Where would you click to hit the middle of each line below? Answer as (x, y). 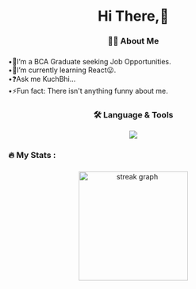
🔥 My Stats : (32, 156)
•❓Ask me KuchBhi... (42, 79)
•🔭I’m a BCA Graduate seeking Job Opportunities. (90, 62)
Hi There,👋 (133, 16)
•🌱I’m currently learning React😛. (62, 70)
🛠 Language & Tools (133, 114)
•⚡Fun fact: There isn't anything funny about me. (88, 91)
